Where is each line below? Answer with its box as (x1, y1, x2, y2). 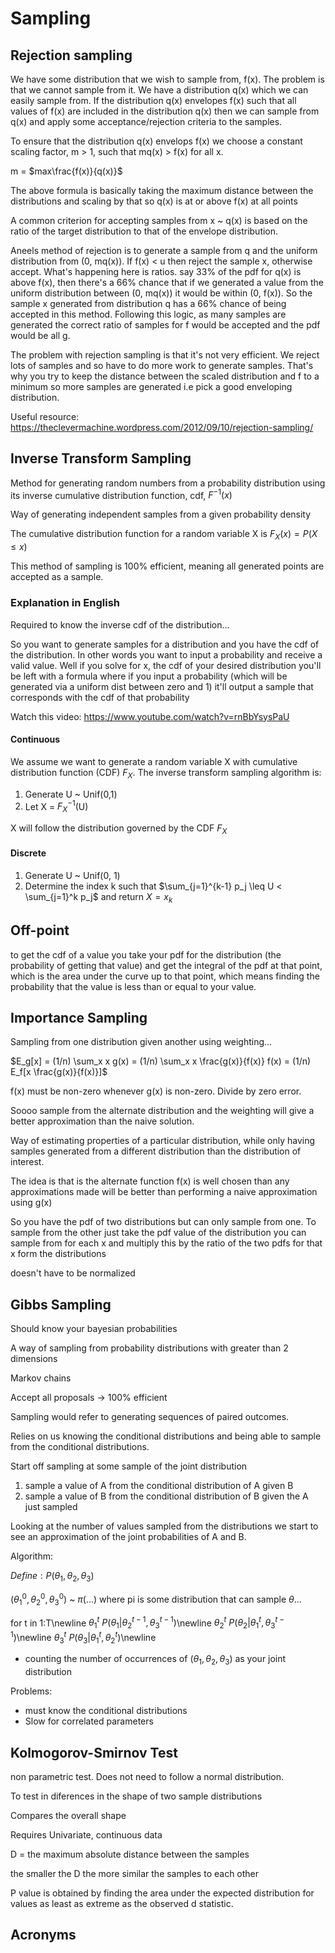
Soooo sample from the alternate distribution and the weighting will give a (10, 1105, 315, 1117)
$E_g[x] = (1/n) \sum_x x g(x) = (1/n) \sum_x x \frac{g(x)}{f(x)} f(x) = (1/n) (10, 1055, 312, 1067)
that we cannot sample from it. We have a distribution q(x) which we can (10, 84, 309, 96)
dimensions (10, 1353, 58, 1365)
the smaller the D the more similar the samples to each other (10, 1868, 260, 1880)
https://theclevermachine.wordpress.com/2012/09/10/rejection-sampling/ (10, 422, 314, 433)
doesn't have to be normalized (10, 1267, 136, 1279)
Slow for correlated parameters (24, 1715, 154, 1727)
